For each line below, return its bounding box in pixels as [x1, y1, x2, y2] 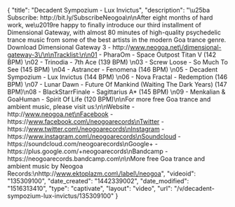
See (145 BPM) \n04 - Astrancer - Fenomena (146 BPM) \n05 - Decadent [7, 66, 218, 73]
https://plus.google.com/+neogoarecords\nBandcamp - [7, 147, 168, 155]
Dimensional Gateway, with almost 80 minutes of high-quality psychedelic [7, 28, 221, 36]
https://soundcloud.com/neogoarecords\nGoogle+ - [7, 140, 158, 148]
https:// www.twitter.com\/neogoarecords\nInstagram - [7, 125, 165, 133]
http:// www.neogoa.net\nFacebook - [7, 110, 114, 118]
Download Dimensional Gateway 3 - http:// [7, 43, 130, 51]
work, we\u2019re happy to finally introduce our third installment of [7, 21, 201, 29]
